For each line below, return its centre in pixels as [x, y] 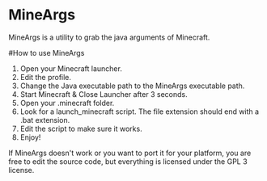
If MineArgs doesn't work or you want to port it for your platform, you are [130, 153]
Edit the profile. [45, 77]
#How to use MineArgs [47, 53]
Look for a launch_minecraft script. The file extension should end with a [140, 112]
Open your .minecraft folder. [67, 103]
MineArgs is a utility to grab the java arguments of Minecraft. [109, 37]
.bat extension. [45, 120]
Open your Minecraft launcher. [71, 68]
